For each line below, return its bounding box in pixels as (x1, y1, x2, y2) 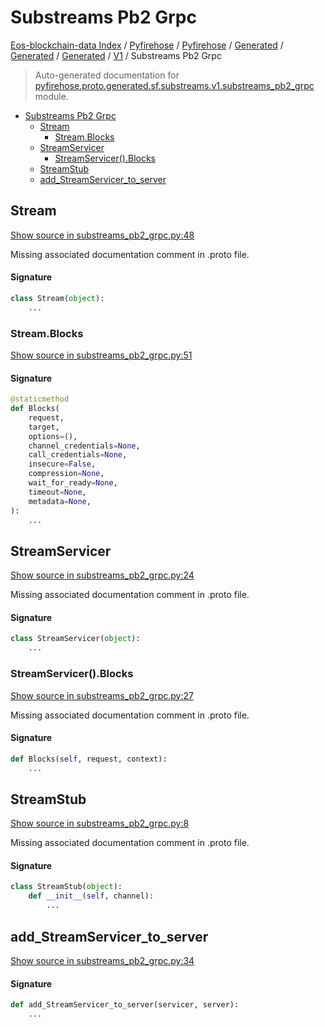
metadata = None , (28, 496, 92, 506)
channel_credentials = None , (28, 441, 141, 451)
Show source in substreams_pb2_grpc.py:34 (10, 954, 195, 966)
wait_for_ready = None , (28, 478, 118, 488)
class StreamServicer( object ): (10, 634, 141, 644)
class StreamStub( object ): (10, 882, 123, 892)
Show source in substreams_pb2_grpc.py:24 (10, 569, 195, 581)
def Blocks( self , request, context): (10, 754, 168, 764)
